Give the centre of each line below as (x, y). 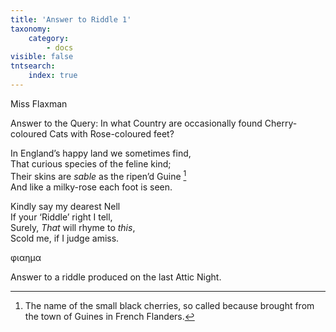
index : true (53, 76)
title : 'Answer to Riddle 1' (71, 19)
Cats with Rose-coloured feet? (112, 133)
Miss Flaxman (39, 103)
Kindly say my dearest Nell (65, 206)
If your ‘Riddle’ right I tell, (61, 217)
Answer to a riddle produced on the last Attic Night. (116, 277)
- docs (60, 47)
